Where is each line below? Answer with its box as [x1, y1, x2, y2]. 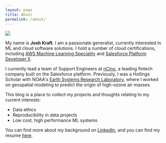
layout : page [5, 7, 33, 13]
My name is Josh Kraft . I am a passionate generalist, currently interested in [5, 40, 161, 46]
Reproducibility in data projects [12, 112, 77, 118]
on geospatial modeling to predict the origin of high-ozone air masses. [5, 82, 151, 88]
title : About [5, 12, 33, 17]
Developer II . [5, 56, 32, 62]
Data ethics [12, 107, 37, 113]
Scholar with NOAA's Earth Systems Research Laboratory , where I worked [5, 77, 158, 83]
